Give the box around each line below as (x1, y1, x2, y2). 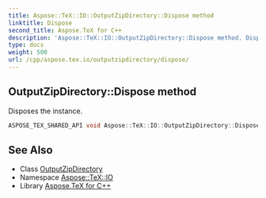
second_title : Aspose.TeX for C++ (8, 26, 123, 34)
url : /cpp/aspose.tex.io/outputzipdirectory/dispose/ (8, 56, 190, 64)
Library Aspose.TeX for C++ (19, 181, 112, 191)
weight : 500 (8, 48, 47, 56)
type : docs (8, 41, 44, 49)
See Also (8, 143, 53, 157)
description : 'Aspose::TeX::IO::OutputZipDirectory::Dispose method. (8, 33, 243, 42)
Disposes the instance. (8, 106, 83, 116)
